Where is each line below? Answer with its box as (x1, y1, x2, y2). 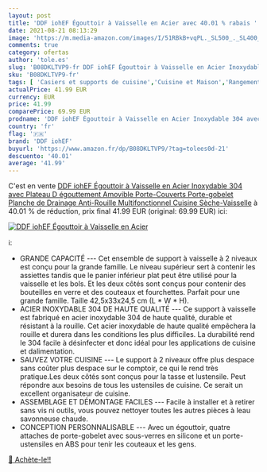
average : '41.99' (8, 160, 66, 168)
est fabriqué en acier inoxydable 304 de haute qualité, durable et (19, 313, 233, 323)
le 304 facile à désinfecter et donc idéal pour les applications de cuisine (19, 339, 256, 348)
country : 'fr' (8, 122, 56, 130)
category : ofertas (8, 48, 69, 56)
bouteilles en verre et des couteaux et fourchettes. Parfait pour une (19, 288, 241, 297)
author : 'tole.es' (8, 56, 69, 64)
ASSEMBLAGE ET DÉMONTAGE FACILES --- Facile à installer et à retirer (19, 397, 256, 407)
